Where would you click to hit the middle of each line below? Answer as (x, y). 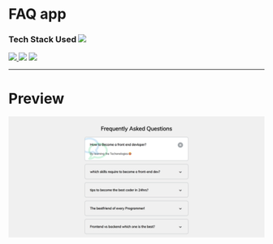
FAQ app (37, 14)
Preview (37, 98)
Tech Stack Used (43, 40)
